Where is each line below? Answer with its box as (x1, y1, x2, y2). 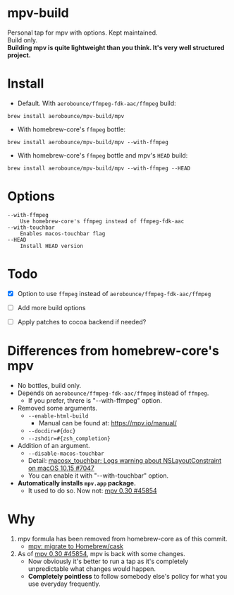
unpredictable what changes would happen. (27, 564, 156, 573)
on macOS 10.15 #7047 (27, 464, 95, 472)
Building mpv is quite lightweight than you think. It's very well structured (7, 43, 225, 52)
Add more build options (17, 303, 86, 312)
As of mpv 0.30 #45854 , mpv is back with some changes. (17, 549, 185, 558)
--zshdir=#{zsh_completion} (27, 435, 111, 442)
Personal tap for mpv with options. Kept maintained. (7, 28, 158, 37)
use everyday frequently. (27, 579, 101, 588)
